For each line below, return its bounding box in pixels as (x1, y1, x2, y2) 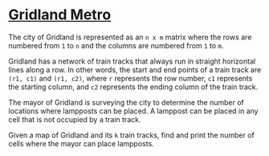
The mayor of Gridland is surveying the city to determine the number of (8, 97, 245, 107)
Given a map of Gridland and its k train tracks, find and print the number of (8, 130, 255, 140)
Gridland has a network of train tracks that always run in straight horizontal (8, 56, 256, 66)
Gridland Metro (8, 6, 112, 24)
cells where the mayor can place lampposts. (8, 138, 154, 148)
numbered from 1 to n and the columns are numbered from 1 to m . (8, 40, 224, 50)
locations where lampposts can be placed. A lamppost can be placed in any (8, 106, 259, 116)
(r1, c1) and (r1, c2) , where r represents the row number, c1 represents (8, 73, 253, 83)
